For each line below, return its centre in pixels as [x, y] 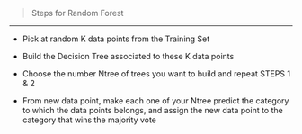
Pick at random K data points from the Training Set [116, 39]
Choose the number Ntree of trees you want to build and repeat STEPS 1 [156, 74]
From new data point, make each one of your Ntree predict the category [155, 101]
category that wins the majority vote [89, 120]
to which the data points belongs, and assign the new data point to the [152, 110]
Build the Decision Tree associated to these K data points [128, 56]
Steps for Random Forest [77, 13]
